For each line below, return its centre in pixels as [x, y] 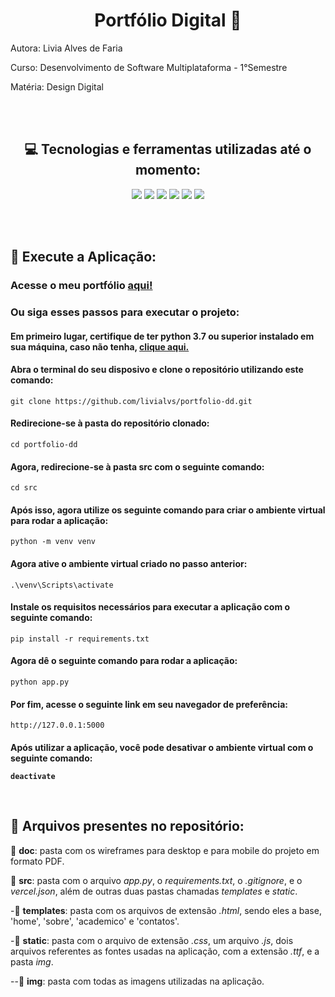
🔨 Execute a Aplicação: [83, 257]
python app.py [40, 682]
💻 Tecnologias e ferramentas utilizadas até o [168, 149]
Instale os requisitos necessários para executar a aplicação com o [150, 607]
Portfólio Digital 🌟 [168, 20]
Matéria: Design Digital [57, 86]
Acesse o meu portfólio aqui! [81, 286]
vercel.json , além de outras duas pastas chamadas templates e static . [154, 891]
